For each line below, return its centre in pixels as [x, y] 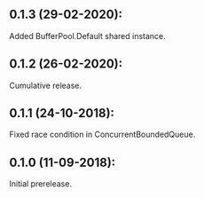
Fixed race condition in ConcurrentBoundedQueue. [102, 135]
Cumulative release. [46, 85]
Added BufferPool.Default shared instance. [87, 36]
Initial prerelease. [41, 184]
